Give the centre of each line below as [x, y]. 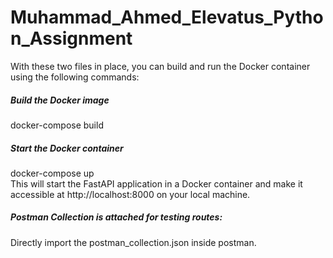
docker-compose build [57, 125]
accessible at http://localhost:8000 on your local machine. [130, 194]
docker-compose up [52, 173]
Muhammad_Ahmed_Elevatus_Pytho [167, 17]
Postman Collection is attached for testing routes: [116, 217]
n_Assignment [71, 38]
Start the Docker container [67, 148]
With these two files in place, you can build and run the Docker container [160, 66]
